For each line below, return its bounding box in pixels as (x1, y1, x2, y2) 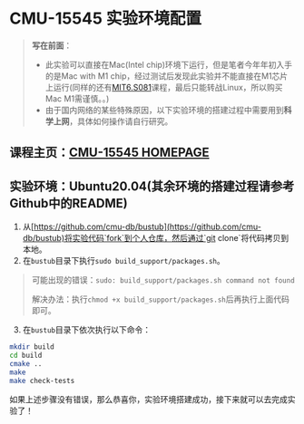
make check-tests (9, 376, 75, 385)
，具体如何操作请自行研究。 (69, 115, 173, 127)
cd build (9, 351, 43, 361)
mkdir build (9, 342, 54, 352)
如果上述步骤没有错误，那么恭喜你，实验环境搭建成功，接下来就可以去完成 (9, 393, 288, 404)
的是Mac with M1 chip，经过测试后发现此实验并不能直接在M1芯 (44, 70, 280, 82)
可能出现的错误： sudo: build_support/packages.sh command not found (31, 275, 295, 285)
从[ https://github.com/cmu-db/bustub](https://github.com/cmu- (22, 221, 261, 232)
